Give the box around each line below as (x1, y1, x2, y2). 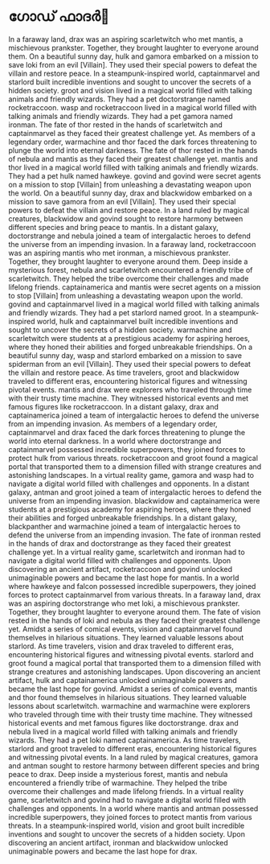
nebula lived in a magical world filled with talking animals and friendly (8, 726, 239, 736)
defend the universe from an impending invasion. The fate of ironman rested (8, 530, 261, 540)
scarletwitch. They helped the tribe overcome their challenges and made (8, 274, 249, 283)
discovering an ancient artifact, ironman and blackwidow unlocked (8, 837, 229, 847)
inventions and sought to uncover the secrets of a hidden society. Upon (8, 829, 245, 839)
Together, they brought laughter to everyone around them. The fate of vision (8, 607, 261, 616)
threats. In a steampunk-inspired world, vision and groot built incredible (8, 821, 245, 830)
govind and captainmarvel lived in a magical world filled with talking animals (8, 299, 260, 309)
